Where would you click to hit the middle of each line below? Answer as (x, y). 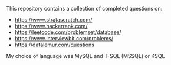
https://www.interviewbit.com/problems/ (64, 38)
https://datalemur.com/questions (54, 45)
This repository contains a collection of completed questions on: (84, 8)
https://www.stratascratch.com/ (53, 20)
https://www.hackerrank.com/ (51, 26)
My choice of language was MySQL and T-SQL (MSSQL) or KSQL (85, 56)
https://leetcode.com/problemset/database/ (68, 32)
